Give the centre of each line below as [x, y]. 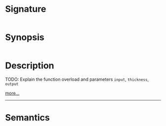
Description [30, 66]
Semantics [28, 118]
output [12, 84]
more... [12, 93]
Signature [26, 9]
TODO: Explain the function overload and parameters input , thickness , [77, 79]
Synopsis [25, 37]
